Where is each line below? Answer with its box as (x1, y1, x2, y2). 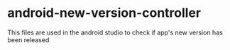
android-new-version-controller (7, 5, 202, 21)
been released (7, 35, 50, 44)
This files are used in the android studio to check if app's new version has (7, 28, 224, 37)
